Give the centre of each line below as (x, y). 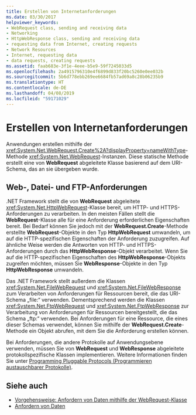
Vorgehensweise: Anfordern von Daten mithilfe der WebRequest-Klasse (101, 400)
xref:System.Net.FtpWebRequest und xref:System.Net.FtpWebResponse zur (97, 306)
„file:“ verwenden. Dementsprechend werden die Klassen (96, 300)
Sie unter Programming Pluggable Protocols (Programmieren (79, 361)
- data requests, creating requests (51, 60)
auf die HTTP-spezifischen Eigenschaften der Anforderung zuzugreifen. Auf (98, 239)
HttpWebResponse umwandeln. (45, 270)
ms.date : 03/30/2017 (31, 17)
